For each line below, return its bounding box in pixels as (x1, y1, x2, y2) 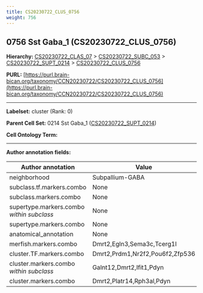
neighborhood (9, 173, 50, 182)
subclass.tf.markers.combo (9, 183, 86, 191)
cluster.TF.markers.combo (9, 249, 85, 258)
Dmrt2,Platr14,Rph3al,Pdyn (92, 277, 171, 285)
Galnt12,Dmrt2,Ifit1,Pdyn (92, 263, 164, 272)
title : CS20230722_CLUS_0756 (6, 8, 80, 15)
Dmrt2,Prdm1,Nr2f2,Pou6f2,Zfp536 (92, 249, 196, 258)
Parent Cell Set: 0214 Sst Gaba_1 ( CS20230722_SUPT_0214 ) (6, 119, 157, 127)
